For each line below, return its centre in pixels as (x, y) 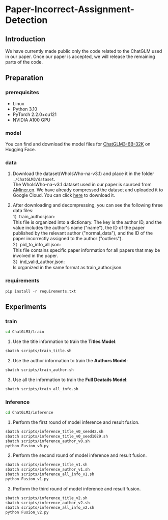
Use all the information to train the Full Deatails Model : (70, 380)
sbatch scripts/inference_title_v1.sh (46, 465)
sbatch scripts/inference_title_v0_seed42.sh (54, 431)
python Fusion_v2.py (27, 512)
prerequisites (22, 93)
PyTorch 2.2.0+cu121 (35, 114)
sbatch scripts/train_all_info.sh (42, 389)
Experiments (26, 307)
